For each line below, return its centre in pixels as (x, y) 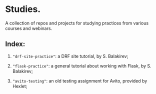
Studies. (23, 9)
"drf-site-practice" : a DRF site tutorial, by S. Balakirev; (70, 56)
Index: (15, 44)
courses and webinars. (29, 28)
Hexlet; (20, 86)
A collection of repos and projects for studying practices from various (77, 23)
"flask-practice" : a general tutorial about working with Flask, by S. (82, 65)
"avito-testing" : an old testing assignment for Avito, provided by (80, 80)
